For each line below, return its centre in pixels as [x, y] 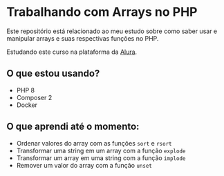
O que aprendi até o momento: [73, 127]
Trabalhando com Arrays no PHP [102, 12]
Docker [27, 105]
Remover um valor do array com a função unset [84, 165]
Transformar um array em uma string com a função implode [101, 158]
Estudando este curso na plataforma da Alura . [72, 52]
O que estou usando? [53, 74]
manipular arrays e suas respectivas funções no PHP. [83, 38]
